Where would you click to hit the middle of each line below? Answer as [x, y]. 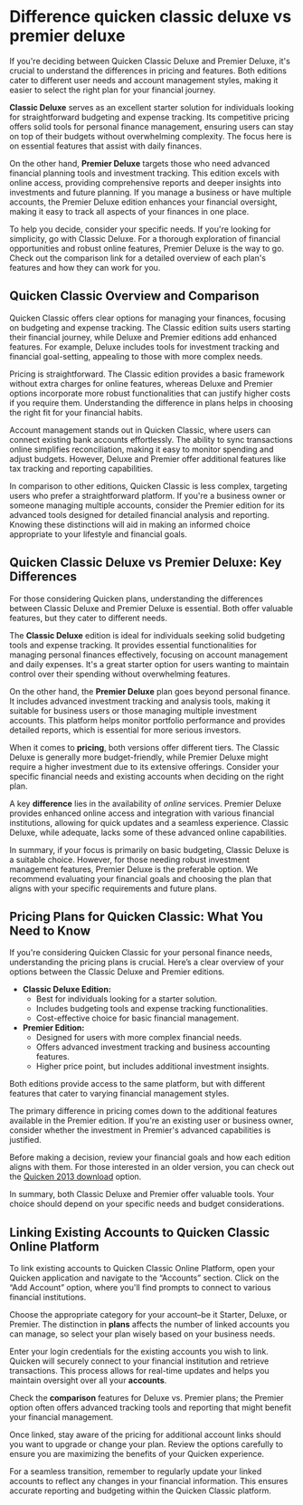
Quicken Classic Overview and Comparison [134, 296]
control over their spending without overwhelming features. [120, 674]
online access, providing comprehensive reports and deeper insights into [146, 182]
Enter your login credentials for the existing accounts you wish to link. [139, 1352]
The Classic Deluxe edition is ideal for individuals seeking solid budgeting [147, 635]
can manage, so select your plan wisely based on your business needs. [142, 1334]
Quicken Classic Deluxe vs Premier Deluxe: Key [146, 563]
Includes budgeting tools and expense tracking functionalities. [152, 1009]
